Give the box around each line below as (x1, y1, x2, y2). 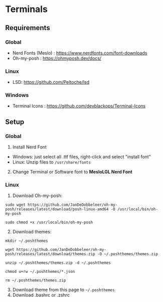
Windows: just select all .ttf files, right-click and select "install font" (12, 154, 151, 160)
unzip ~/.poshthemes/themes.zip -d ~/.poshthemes (5, 260, 111, 265)
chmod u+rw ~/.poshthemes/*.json (5, 269, 75, 274)
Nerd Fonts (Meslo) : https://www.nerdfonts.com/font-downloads (12, 50, 147, 56)
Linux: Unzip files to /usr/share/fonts (12, 159, 91, 165)
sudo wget (5, 202, 26, 208)
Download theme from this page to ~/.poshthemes (12, 287, 115, 293)
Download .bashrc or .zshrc (12, 292, 70, 298)
